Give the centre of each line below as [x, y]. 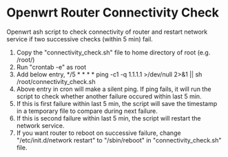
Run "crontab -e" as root [51, 67]
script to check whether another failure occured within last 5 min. [109, 96]
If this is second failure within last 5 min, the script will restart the [108, 118]
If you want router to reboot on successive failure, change [99, 133]
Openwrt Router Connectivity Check [113, 13]
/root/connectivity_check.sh [56, 81]
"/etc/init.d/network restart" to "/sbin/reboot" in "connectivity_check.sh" [119, 140]
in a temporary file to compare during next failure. [87, 111]
